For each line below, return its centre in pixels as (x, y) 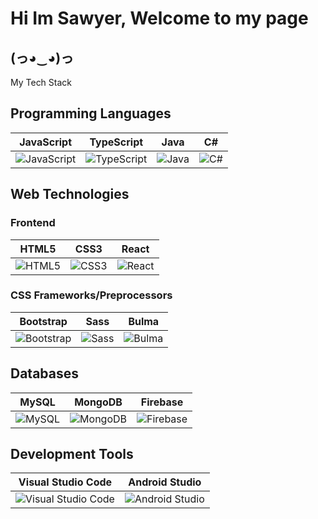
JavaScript (46, 142)
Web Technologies (70, 194)
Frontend (33, 223)
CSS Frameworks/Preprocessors (91, 295)
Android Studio (165, 482)
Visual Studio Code (65, 482)
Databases (45, 373)
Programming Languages (91, 113)
